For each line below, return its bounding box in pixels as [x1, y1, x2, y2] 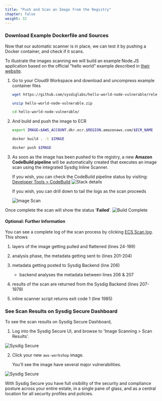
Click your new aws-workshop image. [12, 352, 84, 358]
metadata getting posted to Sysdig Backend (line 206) [12, 263, 120, 268]
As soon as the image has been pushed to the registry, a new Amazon [12, 154, 152, 160]
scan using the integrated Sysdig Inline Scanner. [12, 164, 109, 170]
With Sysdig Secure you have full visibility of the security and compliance [5, 381, 151, 386]
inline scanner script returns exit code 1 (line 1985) [12, 296, 113, 301]
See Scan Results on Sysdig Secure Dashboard [5, 308, 118, 315]
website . [5, 68, 22, 74]
